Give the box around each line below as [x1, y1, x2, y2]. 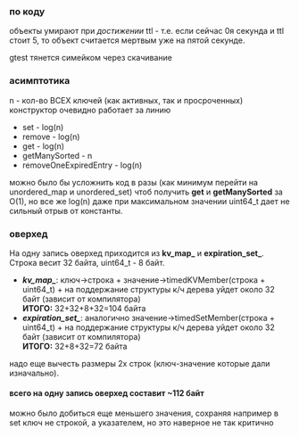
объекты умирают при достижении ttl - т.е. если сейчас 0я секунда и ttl [9, 26, 284, 37]
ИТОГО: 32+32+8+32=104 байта [21, 302, 146, 313]
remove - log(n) [21, 131, 80, 142]
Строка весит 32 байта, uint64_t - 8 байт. [9, 257, 165, 268]
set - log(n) [21, 121, 64, 132]
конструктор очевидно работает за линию [9, 104, 171, 115]
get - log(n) [21, 140, 65, 152]
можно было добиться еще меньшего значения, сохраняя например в [9, 408, 279, 419]
